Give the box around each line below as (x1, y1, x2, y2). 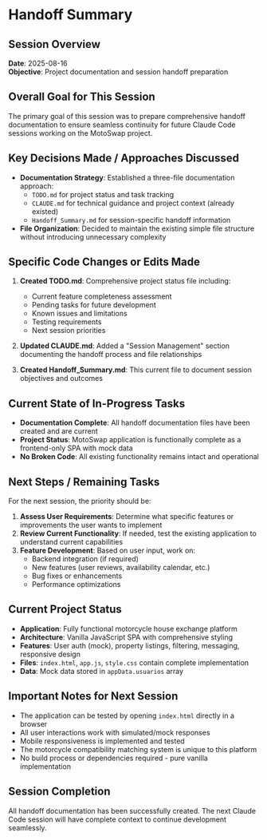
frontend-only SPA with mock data (19, 443, 133, 453)
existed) (31, 206, 59, 216)
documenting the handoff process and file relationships (19, 350, 202, 359)
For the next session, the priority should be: (8, 497, 151, 506)
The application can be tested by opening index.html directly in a (19, 711, 235, 720)
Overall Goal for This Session (8, 90, 155, 104)
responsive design (19, 649, 81, 659)
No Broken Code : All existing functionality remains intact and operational (19, 452, 259, 462)
